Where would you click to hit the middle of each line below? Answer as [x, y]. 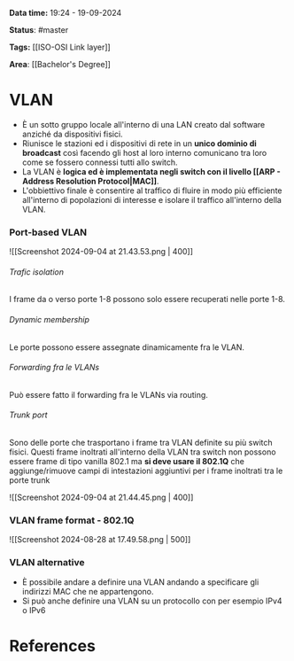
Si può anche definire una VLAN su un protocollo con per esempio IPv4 [152, 601]
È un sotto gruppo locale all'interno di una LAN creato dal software [143, 124]
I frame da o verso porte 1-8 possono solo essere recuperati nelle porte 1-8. [147, 299]
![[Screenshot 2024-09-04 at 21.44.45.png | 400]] [101, 498]
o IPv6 [34, 610]
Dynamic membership [50, 320]
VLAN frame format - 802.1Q [72, 520]
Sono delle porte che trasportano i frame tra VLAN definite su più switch [141, 443]
